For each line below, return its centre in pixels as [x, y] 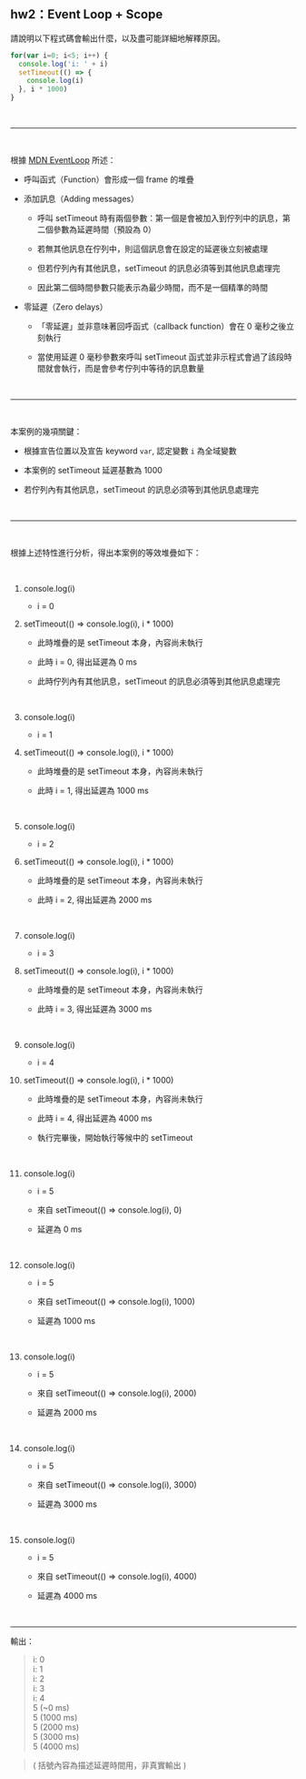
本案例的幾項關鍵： [46, 432]
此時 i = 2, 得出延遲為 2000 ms [94, 900]
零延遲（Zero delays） [65, 307]
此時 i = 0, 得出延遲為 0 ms [87, 662]
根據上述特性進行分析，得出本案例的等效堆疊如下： [106, 553]
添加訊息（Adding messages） [81, 199]
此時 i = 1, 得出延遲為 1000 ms [93, 791]
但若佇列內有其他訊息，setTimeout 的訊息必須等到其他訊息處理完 [158, 269]
